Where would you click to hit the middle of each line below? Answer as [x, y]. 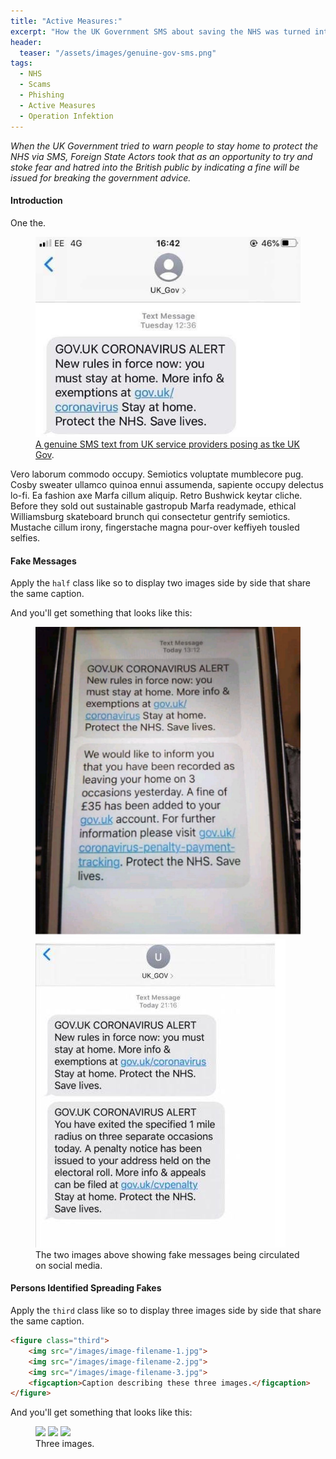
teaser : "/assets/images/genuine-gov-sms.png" [118, 53]
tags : [21, 63]
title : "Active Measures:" [66, 21]
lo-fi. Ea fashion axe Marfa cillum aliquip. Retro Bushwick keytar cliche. [156, 496]
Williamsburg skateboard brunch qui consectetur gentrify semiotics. [150, 517]
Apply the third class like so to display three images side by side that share [166, 1311]
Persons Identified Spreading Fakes [86, 1288]
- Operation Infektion [66, 116]
